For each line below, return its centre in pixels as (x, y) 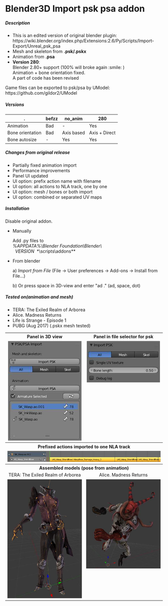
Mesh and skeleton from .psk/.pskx (49, 52)
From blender (26, 261)
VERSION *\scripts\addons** (45, 251)
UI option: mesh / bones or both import (52, 192)
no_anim (73, 119)
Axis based (73, 133)
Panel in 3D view (44, 337)
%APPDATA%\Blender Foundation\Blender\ (57, 246)
